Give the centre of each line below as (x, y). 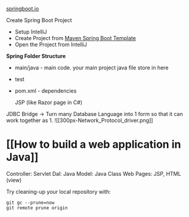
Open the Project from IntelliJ (51, 45)
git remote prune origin (37, 208)
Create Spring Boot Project (39, 20)
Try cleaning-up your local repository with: (59, 191)
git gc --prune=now (30, 203)
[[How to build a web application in (94, 144)
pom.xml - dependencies (46, 91)
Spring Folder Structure (36, 56)
